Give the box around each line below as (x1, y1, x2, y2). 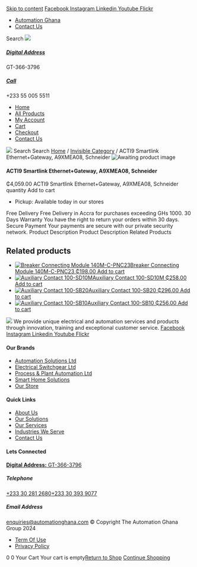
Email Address (6, 504, 43, 511)
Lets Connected (6, 448, 46, 455)
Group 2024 (6, 524, 36, 531)
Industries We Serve (14, 428, 65, 435)
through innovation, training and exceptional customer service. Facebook (6, 324, 185, 331)
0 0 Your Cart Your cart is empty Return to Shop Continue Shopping (6, 554, 170, 561)
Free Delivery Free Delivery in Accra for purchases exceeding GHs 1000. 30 (6, 210, 191, 217)
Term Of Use (14, 536, 46, 543)
